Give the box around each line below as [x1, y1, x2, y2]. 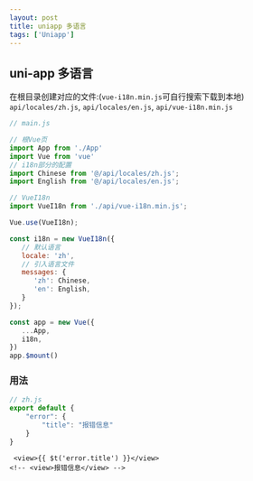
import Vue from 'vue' [9, 152, 95, 161]
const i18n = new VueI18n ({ [9, 234, 116, 244]
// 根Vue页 [9, 135, 48, 144]
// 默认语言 [21, 243, 61, 252]
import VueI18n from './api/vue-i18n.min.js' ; [9, 202, 188, 211]
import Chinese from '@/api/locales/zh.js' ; [9, 169, 180, 178]
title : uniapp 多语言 [9, 22, 87, 31]
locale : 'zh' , [21, 251, 75, 260]
